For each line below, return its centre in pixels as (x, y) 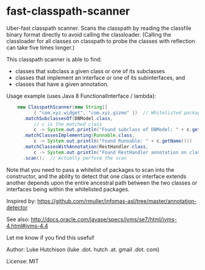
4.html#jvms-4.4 (27, 226)
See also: (18, 219)
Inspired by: (21, 201)
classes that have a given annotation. (62, 84)
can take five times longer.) (41, 48)
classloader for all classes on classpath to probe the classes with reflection (101, 41)
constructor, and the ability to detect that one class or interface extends (96, 176)
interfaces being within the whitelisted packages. (68, 189)
